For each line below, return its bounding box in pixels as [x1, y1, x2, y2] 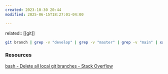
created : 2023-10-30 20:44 [5, 7, 61, 12]
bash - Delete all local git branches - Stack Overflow [5, 63, 113, 69]
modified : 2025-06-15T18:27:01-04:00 [5, 12, 84, 17]
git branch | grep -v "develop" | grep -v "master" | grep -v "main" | [5, 39, 158, 45]
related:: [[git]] [5, 30, 35, 36]
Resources [5, 51, 32, 58]
